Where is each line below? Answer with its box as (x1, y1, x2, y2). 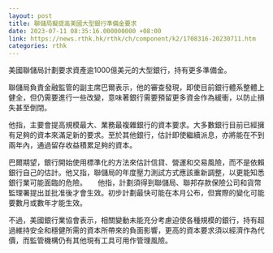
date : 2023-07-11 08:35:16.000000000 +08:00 (8, 27, 162, 35)
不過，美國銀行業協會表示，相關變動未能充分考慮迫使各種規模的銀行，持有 (8, 216, 258, 225)
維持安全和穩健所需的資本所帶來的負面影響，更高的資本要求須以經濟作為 (15, 225, 258, 235)
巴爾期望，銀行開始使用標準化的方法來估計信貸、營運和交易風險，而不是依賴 (8, 157, 265, 167)
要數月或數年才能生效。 (8, 198, 87, 208)
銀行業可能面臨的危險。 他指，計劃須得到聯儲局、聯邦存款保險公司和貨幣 (8, 178, 262, 187)
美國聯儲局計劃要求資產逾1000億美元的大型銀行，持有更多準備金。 (8, 66, 232, 75)
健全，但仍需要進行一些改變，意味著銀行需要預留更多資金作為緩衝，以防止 (8, 92, 258, 102)
